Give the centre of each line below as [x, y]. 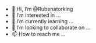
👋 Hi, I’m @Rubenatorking [42, 9]
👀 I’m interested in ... [36, 15]
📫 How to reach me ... [38, 34]
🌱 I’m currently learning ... [42, 21]
